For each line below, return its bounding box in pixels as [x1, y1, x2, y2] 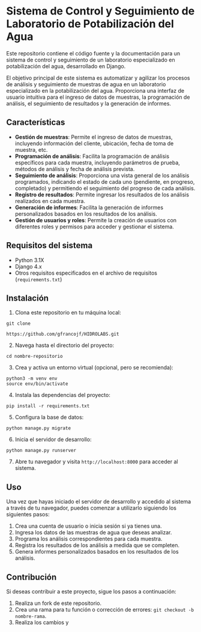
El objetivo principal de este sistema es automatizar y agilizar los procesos [6, 74, 190, 81]
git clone [6, 321, 31, 327]
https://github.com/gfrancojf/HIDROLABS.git [6, 331, 119, 337]
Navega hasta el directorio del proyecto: [14, 342, 115, 349]
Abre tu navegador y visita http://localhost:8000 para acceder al [14, 458, 178, 465]
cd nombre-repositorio [6, 354, 63, 360]
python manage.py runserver [6, 448, 77, 454]
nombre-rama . [14, 613, 47, 619]
